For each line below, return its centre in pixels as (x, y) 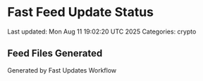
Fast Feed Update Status (80, 12)
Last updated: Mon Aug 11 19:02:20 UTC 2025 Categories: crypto (102, 31)
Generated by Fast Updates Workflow (62, 70)
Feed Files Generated (55, 53)
